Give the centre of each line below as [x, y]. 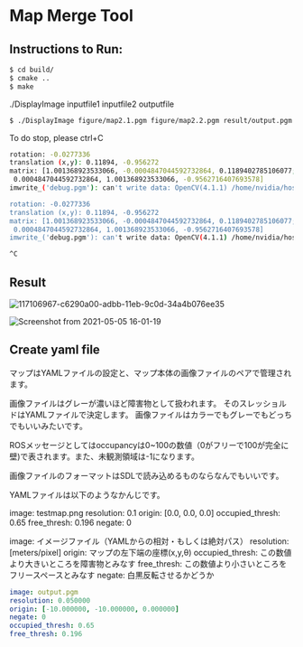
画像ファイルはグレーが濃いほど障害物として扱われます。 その [124, 403]
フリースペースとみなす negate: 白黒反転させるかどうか [112, 575]
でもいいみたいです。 [48, 426]
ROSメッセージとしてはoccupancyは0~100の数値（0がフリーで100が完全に [149, 445]
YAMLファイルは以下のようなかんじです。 [87, 494]
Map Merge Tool [71, 16]
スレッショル [262, 403]
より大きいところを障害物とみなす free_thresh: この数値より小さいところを [148, 563]
